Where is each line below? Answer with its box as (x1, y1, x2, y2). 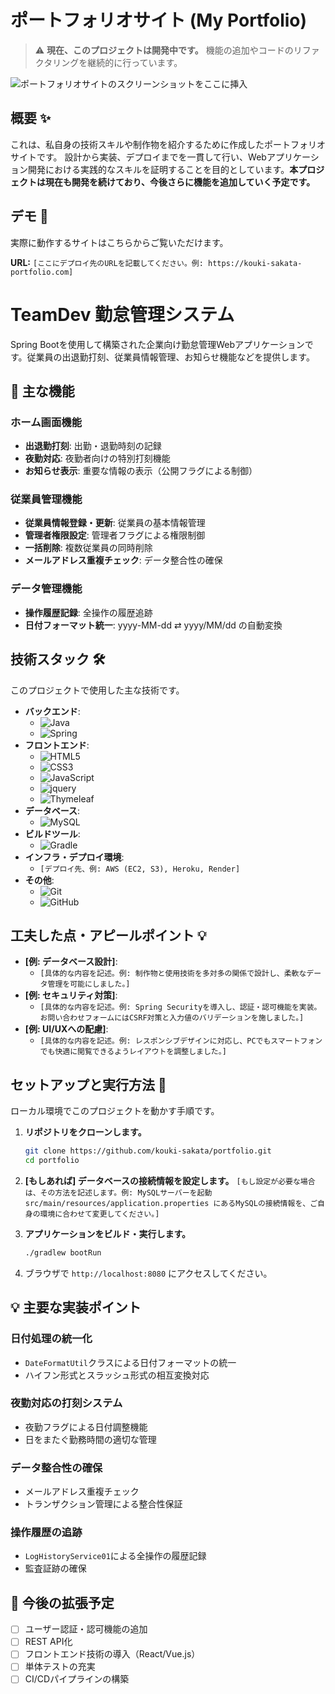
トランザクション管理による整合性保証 (24, 1498, 183, 1510)
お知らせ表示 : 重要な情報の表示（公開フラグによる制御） (24, 465, 258, 477)
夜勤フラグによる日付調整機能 (24, 1421, 148, 1433)
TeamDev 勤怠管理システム (10, 303, 235, 326)
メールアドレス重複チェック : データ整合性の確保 (24, 554, 223, 566)
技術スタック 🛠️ (10, 651, 106, 668)
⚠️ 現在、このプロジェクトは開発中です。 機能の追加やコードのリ (34, 44, 303, 56)
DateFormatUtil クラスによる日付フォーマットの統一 (24, 1356, 237, 1368)
